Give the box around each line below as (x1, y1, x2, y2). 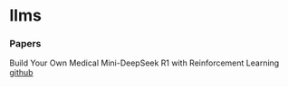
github (9, 67, 34, 78)
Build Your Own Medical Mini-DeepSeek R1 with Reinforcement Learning (9, 57, 280, 68)
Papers (9, 38, 42, 50)
